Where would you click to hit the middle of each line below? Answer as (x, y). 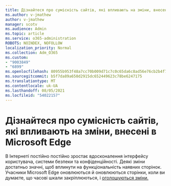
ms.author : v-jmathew (28, 15)
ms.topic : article (25, 34)
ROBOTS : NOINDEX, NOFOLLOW (34, 43)
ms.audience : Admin (26, 29)
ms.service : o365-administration (41, 39)
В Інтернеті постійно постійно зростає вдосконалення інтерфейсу (77, 156)
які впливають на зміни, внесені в (81, 131)
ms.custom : (17, 57)
